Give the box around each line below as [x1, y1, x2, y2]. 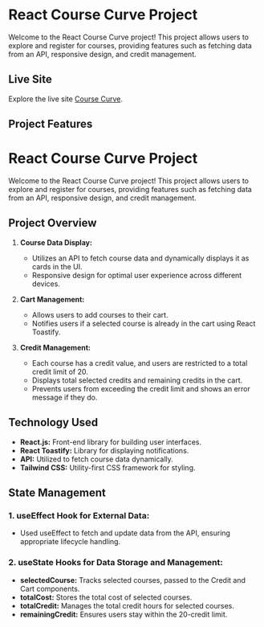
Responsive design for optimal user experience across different [31, 270, 242, 280]
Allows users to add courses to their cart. [31, 309, 169, 319]
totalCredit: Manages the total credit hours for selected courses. [19, 600, 234, 610]
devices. [31, 279, 60, 289]
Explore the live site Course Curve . [8, 94, 123, 104]
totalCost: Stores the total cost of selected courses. [19, 592, 193, 602]
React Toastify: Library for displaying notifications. [19, 445, 189, 455]
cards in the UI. [31, 261, 83, 271]
